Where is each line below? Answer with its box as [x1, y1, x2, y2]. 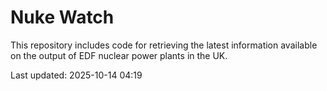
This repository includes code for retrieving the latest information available [10, 39, 318, 51]
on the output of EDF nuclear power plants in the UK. [10, 49, 228, 61]
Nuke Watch [10, 6, 115, 29]
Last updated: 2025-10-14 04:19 [10, 69, 143, 81]
